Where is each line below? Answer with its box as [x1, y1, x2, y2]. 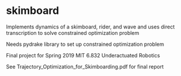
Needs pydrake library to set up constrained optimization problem [6, 41, 165, 48]
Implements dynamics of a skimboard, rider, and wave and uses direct [6, 23, 175, 30]
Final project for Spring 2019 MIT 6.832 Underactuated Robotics [6, 52, 161, 59]
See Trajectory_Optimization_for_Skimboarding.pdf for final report [6, 63, 164, 70]
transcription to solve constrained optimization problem [6, 29, 140, 36]
